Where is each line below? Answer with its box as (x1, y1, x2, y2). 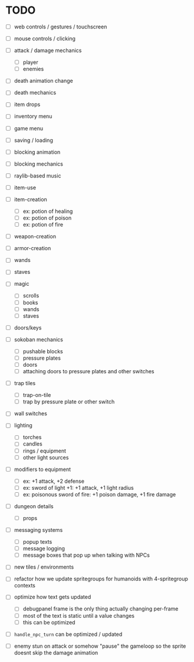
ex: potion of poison (22, 214, 72, 221)
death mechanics (14, 89, 57, 96)
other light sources (22, 454, 69, 461)
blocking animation (14, 148, 61, 156)
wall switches (14, 410, 48, 417)
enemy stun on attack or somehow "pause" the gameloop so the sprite (14, 642, 186, 650)
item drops (14, 101, 41, 108)
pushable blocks (22, 347, 63, 355)
